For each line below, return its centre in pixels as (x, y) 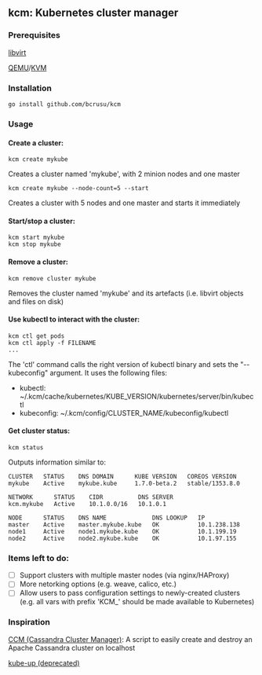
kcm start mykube (36, 238)
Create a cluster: (36, 143)
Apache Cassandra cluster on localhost (72, 647)
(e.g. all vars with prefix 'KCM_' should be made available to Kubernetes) (137, 602)
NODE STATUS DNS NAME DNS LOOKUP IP (107, 518)
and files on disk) (36, 301)
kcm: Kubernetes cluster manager (93, 13)
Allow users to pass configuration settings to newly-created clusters (130, 593)
